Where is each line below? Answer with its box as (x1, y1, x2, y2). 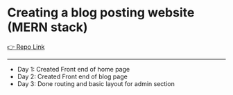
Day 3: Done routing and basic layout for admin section (17, 79, 175, 87)
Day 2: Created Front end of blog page (17, 72, 128, 81)
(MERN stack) (7, 19, 88, 35)
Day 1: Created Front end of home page (17, 65, 130, 73)
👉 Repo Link (7, 43, 45, 51)
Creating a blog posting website (7, 5, 195, 21)
